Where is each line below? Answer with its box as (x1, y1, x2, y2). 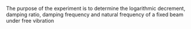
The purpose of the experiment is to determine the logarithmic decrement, (6, 5, 186, 12)
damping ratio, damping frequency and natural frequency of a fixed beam (6, 11, 183, 18)
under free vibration (6, 17, 54, 24)
